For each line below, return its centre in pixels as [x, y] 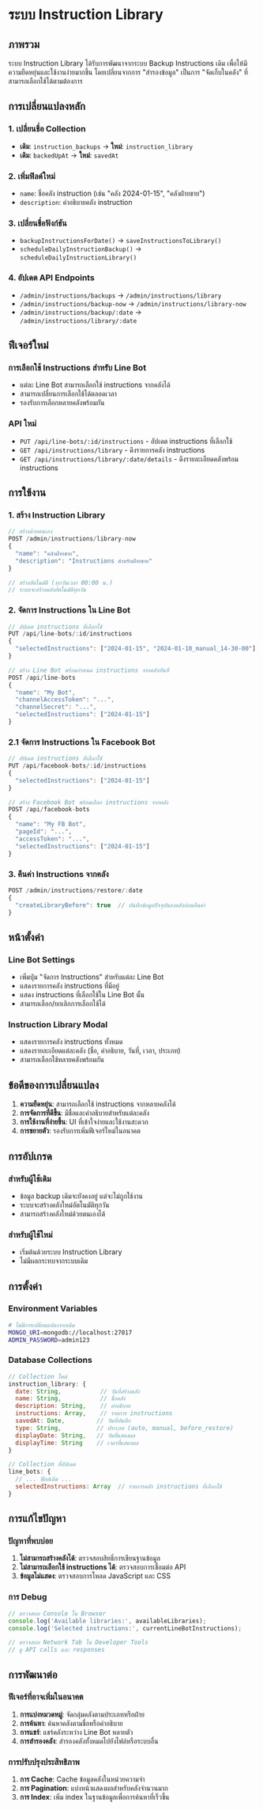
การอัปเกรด [30, 1156]
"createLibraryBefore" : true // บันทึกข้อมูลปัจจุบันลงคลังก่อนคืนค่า [110, 905]
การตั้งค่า [25, 1286]
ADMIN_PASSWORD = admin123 [49, 1340]
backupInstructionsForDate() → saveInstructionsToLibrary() [120, 241]
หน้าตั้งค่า [26, 937]
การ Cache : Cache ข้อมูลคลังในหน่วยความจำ [82, 1779]
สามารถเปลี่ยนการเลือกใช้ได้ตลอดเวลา [68, 394]
